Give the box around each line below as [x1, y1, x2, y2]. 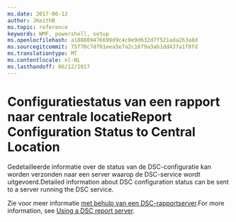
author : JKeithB [7, 17, 55, 24]
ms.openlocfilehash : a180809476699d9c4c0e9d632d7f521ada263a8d [7, 37, 198, 44]
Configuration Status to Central [7, 123, 196, 140]
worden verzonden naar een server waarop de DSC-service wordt [7, 170, 201, 178]
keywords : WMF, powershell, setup [7, 30, 110, 38]
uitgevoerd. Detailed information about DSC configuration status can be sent [7, 177, 229, 186]
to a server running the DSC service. [7, 185, 114, 194]
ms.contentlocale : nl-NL [7, 57, 81, 64]
